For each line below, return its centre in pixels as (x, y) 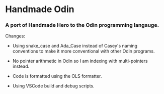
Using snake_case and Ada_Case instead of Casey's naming (75, 46)
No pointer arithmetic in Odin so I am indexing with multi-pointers (80, 61)
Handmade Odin (40, 9)
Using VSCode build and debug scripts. (53, 86)
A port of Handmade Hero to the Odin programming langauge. (82, 25)
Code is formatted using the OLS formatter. (57, 76)
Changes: (15, 36)
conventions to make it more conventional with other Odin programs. (84, 51)
